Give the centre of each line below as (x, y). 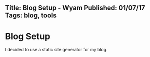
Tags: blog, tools (31, 16)
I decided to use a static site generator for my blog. (56, 50)
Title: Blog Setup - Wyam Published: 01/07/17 (75, 8)
